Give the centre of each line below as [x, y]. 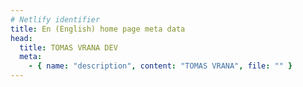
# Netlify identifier [55, 19]
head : [21, 38]
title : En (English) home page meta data [98, 29]
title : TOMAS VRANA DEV [68, 47]
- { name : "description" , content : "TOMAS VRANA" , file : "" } [160, 66]
